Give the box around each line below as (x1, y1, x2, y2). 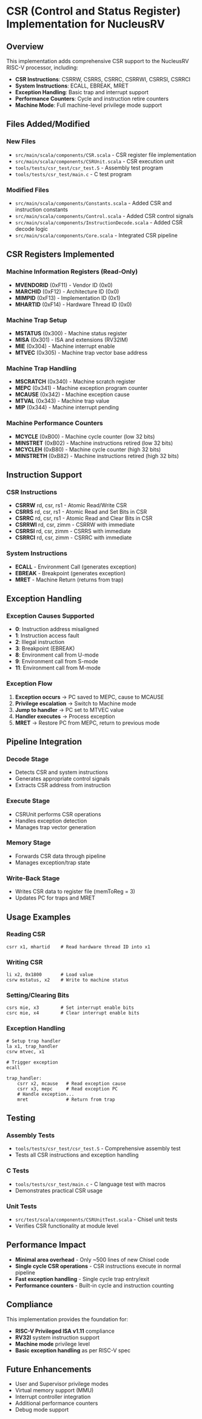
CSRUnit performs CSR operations (15, 810, 101, 818)
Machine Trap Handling (6, 364, 77, 372)
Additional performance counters (15, 1400, 98, 1407)
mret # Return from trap (17, 1096, 115, 1103)
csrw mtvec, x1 (6, 1048, 45, 1055)
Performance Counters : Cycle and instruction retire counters (15, 95, 169, 102)
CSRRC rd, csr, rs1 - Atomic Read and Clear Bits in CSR (15, 515, 153, 522)
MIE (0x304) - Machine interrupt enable (15, 342, 115, 350)
